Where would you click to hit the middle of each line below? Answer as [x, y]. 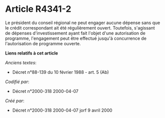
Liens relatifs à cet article [32, 53]
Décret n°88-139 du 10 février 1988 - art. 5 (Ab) [61, 72]
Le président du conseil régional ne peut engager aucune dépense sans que [83, 23]
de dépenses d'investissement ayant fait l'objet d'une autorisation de [75, 33]
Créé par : [15, 101]
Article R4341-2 [38, 9]
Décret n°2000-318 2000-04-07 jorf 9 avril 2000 [62, 110]
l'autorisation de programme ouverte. [43, 43]
